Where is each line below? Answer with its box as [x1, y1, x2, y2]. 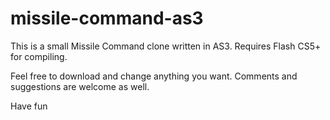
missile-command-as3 [10, 7, 204, 30]
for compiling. [10, 50, 68, 62]
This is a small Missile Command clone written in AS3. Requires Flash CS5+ [10, 40, 322, 52]
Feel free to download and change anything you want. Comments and [10, 70, 298, 82]
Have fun [10, 100, 48, 112]
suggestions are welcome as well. [10, 80, 150, 92]
